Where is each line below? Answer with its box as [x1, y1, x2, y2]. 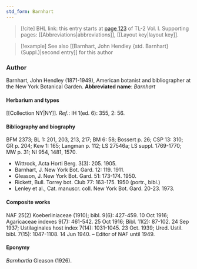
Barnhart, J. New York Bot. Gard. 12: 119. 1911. [14, 166, 125, 174]
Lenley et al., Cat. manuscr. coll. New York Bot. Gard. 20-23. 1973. [14, 185, 175, 192]
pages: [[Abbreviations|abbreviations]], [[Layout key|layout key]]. [20, 31, 179, 38]
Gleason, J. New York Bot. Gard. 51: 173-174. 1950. [14, 172, 137, 180]
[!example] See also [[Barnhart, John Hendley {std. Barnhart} [20, 42, 169, 49]
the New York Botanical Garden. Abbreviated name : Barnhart [6, 83, 156, 90]
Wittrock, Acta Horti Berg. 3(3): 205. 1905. [14, 160, 117, 167]
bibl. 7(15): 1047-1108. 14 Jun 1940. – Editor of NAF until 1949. [6, 230, 155, 237]
